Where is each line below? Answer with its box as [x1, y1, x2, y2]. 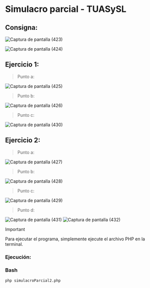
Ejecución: [5, 253, 31, 260]
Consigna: [5, 23, 38, 32]
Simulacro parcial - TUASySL [5, 3, 127, 15]
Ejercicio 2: [5, 136, 41, 144]
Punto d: [17, 207, 35, 213]
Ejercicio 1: [5, 61, 40, 69]
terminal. [5, 241, 23, 247]
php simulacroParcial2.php [5, 278, 61, 283]
